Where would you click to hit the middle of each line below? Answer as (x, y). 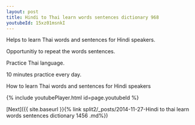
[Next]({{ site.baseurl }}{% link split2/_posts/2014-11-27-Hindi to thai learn (98, 109)
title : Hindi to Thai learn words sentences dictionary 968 (83, 17)
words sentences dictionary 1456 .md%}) (57, 116)
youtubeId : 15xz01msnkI (36, 23)
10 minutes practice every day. (44, 75)
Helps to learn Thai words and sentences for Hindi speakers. (81, 40)
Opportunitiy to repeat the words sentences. (61, 51)
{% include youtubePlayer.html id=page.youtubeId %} (73, 98)
